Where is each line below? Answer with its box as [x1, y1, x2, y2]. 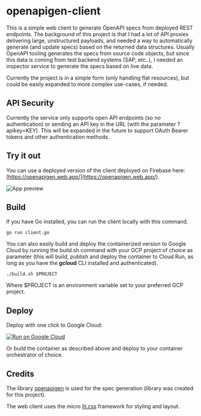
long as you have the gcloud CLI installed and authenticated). [6, 259, 158, 267]
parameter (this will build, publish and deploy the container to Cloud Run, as [6, 253, 194, 260]
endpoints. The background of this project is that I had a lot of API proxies [6, 30, 189, 37]
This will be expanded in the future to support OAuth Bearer [41, 126, 188, 134]
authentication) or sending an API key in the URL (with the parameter [6, 120, 176, 128]
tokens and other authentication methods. [6, 133, 110, 140]
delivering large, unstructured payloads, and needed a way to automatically [6, 37, 193, 44]
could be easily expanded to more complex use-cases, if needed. [6, 80, 169, 88]
